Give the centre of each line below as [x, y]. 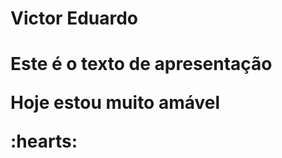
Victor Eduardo [74, 18]
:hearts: [44, 141]
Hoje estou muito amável [115, 103]
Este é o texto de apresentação [141, 64]
